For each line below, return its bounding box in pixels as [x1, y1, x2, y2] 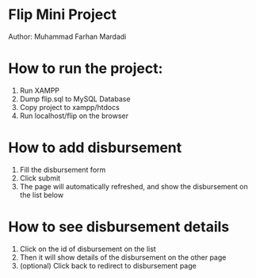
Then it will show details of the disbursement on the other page [19, 252, 227, 262]
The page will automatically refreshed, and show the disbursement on [19, 181, 248, 191]
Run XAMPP [19, 86, 60, 95]
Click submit [19, 173, 61, 183]
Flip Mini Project [8, 6, 117, 24]
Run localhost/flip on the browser [19, 111, 129, 120]
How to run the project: [8, 59, 163, 78]
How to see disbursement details [8, 218, 230, 235]
